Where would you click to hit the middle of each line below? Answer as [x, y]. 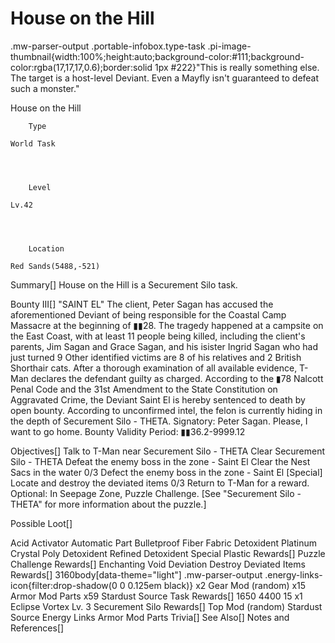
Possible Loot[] [41, 523]
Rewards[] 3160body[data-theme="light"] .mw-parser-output [136, 574]
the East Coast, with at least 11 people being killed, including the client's [158, 336]
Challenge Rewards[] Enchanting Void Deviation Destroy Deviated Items [158, 564]
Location [46, 248]
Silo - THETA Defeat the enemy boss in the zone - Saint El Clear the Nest [160, 461]
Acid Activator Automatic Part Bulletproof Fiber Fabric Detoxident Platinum [163, 543]
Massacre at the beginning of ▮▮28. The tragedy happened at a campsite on [167, 325]
